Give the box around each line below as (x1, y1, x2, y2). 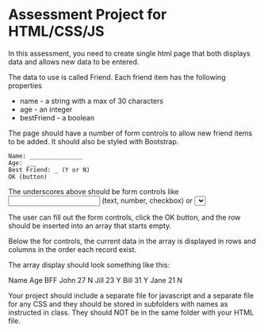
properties (8, 81, 42, 90)
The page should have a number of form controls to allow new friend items (8, 128, 252, 138)
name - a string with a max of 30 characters (19, 96, 164, 105)
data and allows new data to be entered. (8, 57, 140, 67)
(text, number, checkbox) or (101, 196, 193, 205)
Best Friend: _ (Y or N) (8, 166, 90, 174)
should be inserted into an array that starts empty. (8, 220, 172, 231)
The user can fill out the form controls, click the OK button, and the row (8, 212, 241, 222)
